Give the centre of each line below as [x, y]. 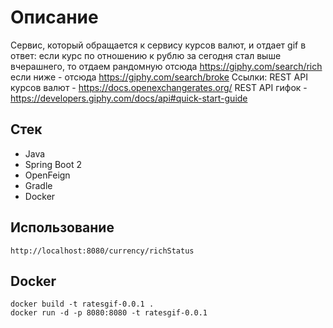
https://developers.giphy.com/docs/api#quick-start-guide [129, 98]
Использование [62, 227]
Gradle [38, 185]
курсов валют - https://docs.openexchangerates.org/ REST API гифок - [159, 87]
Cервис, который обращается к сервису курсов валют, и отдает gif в [158, 45]
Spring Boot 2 [53, 164]
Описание [54, 17]
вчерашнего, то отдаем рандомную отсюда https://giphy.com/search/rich [166, 66]
